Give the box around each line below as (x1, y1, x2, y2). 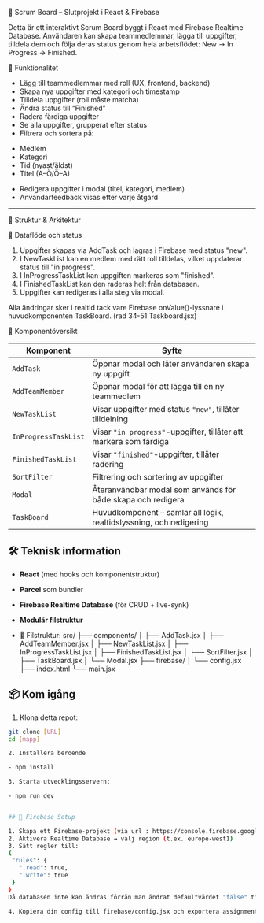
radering (92, 459, 124, 469)
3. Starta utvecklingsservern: (8, 778, 111, 786)
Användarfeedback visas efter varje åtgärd (19, 193, 159, 202)
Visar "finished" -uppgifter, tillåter (92, 449, 220, 460)
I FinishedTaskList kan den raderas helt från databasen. (19, 280, 200, 288)
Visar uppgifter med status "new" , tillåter (92, 404, 240, 414)
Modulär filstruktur (19, 615, 84, 625)
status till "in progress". (19, 262, 96, 272)
